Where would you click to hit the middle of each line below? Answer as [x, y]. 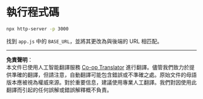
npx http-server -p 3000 [37, 29]
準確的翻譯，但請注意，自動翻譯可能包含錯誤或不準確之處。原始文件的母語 [104, 75]
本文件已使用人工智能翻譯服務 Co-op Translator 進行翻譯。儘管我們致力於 [98, 67]
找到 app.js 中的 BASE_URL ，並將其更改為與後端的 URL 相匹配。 [85, 41]
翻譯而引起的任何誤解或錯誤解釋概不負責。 [59, 90]
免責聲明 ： [20, 59]
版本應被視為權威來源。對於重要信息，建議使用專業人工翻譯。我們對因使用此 [101, 82]
